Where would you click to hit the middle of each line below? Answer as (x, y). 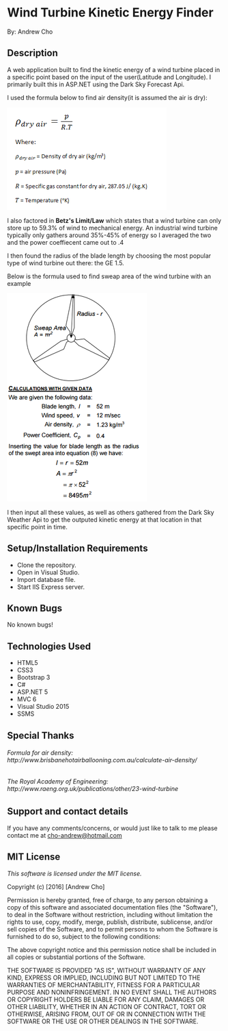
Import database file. (46, 579)
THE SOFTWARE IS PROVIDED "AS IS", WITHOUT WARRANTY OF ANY (106, 970)
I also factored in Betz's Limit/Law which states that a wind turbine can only (114, 220)
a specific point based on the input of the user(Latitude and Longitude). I (109, 77)
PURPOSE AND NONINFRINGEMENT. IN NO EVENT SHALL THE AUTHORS (112, 992)
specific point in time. (38, 526)
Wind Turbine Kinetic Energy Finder (110, 13)
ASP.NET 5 (32, 692)
